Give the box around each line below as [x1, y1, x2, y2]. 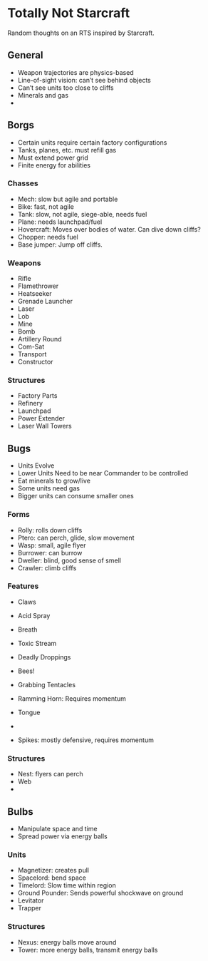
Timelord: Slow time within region [17, 881, 116, 890]
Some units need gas [17, 484, 80, 493]
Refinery [17, 399, 43, 408]
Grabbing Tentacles [17, 680, 76, 689]
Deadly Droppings [17, 652, 71, 661]
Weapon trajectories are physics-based [17, 68, 134, 76]
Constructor [17, 358, 53, 366]
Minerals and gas [17, 91, 69, 99]
